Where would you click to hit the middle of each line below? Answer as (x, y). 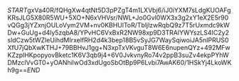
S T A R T (17, 10)
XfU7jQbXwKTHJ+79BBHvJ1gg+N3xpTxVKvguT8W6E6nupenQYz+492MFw (119, 48)
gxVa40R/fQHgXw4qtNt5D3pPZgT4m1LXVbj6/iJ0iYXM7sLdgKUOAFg (129, 10)
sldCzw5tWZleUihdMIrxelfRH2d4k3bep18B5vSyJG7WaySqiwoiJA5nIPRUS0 (118, 40)
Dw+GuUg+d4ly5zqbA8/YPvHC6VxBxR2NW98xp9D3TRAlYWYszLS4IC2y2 (118, 32)
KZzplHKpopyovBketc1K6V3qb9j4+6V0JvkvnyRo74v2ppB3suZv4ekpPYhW (118, 55)
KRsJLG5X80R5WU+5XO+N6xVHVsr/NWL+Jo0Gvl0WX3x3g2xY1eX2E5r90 (118, 18)
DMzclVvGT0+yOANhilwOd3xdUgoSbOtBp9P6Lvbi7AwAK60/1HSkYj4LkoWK (119, 62)
